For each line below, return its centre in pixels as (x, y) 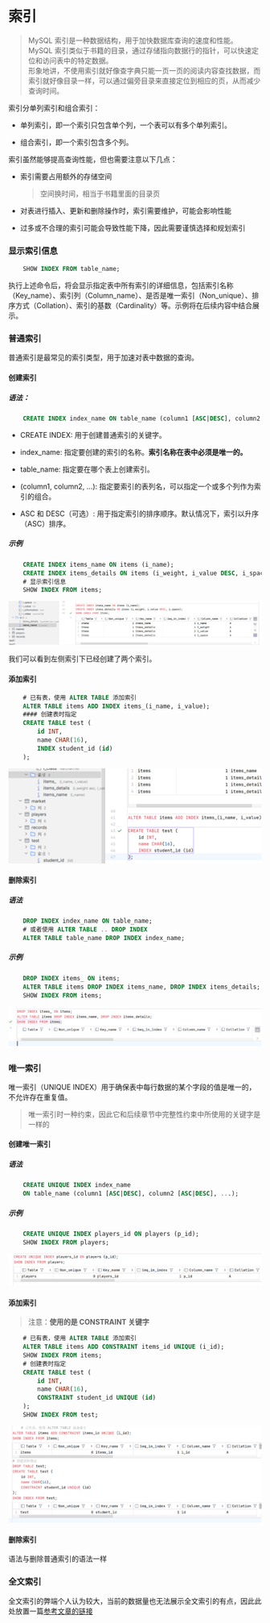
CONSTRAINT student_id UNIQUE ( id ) (97, 1398)
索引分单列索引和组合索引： (54, 108)
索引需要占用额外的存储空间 (66, 176)
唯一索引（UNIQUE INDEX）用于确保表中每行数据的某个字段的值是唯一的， (132, 1087)
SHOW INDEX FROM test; (61, 1415)
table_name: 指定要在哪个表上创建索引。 (87, 469)
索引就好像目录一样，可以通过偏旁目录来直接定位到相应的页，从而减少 (144, 81)
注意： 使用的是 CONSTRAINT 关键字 (89, 1322)
